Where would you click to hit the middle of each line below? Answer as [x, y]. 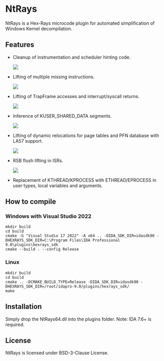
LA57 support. [28, 141]
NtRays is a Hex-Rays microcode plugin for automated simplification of [80, 23]
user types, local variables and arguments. [58, 185]
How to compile [31, 202]
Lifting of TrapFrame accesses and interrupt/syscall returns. [76, 96]
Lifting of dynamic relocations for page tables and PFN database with [86, 135]
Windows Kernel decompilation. [39, 28]
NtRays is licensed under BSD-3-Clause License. [57, 353]
